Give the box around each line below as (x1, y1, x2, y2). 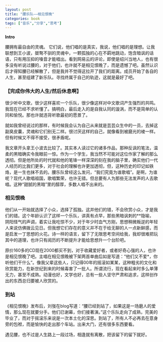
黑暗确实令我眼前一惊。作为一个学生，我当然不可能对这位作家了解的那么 (13, 151, 158, 157)
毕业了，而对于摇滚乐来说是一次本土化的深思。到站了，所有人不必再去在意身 (5, 315, 158, 321)
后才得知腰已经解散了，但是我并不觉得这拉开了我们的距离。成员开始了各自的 (5, 69, 158, 74)
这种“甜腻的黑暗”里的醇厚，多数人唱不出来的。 (13, 181, 107, 187)
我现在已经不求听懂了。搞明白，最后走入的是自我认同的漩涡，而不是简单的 (5, 106, 154, 112)
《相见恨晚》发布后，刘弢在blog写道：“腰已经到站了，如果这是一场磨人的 (5, 303, 152, 309)
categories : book (5, 16, 40, 21)
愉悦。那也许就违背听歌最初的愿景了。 (13, 112, 90, 118)
